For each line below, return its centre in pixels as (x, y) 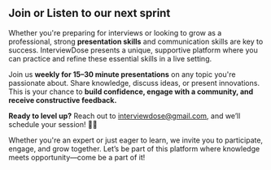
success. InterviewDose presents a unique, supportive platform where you (133, 50)
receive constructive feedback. (63, 100)
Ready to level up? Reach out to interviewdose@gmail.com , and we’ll (125, 116)
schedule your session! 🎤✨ (53, 124)
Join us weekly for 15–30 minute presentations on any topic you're (122, 74)
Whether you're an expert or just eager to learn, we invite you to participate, (135, 140)
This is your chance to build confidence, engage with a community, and (131, 91)
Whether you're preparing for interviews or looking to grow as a (115, 32)
